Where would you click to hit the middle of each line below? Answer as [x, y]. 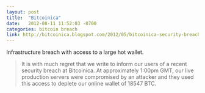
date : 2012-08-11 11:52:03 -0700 [52, 23]
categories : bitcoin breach [42, 29]
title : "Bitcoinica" [34, 18]
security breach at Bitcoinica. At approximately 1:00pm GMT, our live [107, 70]
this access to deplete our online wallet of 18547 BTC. [89, 84]
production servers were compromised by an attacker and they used [107, 77]
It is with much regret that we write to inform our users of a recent [104, 64]
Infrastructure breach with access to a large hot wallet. [75, 52]
